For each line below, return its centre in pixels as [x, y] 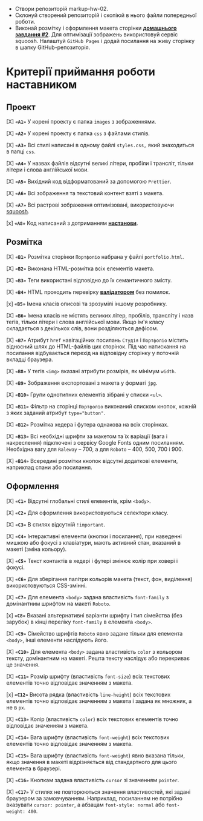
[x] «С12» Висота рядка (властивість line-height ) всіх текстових [89, 694]
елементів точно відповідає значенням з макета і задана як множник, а [99, 701]
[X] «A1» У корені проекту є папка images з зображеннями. [81, 121]
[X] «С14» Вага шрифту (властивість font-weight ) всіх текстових [88, 737]
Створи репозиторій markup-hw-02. [62, 9]
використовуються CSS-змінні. [47, 585]
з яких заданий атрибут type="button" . [56, 413]
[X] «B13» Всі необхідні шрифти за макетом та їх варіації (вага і [87, 436]
